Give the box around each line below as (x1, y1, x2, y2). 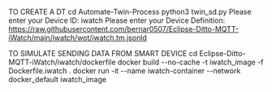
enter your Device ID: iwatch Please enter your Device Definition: (8, 15, 226, 25)
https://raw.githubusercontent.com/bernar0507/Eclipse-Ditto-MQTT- (8, 24, 240, 33)
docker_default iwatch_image (8, 75, 107, 84)
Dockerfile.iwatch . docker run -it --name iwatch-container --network (8, 66, 241, 76)
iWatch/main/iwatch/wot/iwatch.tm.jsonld (8, 33, 148, 42)
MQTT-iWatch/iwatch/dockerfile (8, 57, 116, 67)
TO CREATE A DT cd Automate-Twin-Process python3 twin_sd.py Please (8, 7, 252, 16)
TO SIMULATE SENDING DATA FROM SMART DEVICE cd (8, 49, 198, 58)
